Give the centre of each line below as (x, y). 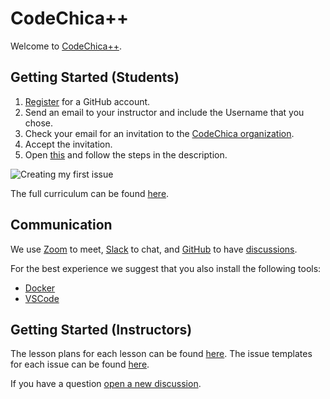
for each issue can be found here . (80, 364)
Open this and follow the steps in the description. (126, 154)
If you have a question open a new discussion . (106, 384)
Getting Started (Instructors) (101, 329)
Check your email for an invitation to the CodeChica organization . (159, 133)
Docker (40, 288)
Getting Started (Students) (95, 77)
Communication (61, 225)
